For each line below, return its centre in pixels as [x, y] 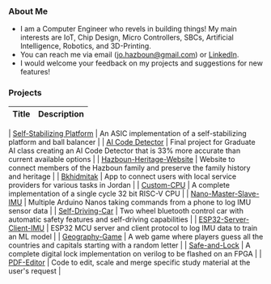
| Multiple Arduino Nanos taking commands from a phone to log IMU [138, 202]
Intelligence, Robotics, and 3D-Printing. [85, 46]
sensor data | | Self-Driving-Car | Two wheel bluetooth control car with [126, 210]
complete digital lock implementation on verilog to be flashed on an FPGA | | [135, 253]
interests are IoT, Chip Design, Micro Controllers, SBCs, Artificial [127, 37]
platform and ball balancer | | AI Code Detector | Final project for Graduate [132, 142]
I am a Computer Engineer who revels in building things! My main [128, 29]
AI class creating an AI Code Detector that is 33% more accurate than [125, 150]
